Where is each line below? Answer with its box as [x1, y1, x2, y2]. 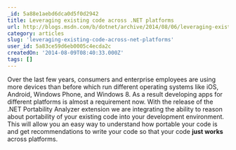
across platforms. [7, 135, 58, 143]
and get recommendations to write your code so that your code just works [7, 127, 223, 135]
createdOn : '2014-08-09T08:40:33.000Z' [7, 50, 124, 57]
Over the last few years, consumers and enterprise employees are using [7, 75, 216, 83]
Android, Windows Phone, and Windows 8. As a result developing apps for [7, 90, 223, 98]
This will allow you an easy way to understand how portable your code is [7, 120, 218, 128]
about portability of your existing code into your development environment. [7, 112, 225, 121]
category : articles [7, 29, 65, 37]
